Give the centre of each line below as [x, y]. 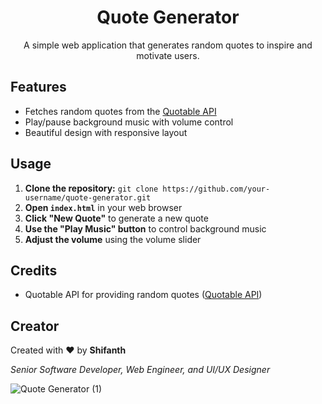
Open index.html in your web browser [103, 207]
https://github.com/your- [216, 189]
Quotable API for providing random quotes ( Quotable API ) [143, 295]
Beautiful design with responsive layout [106, 132]
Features [38, 87]
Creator [35, 326]
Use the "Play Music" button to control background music [145, 228]
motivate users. [168, 55]
